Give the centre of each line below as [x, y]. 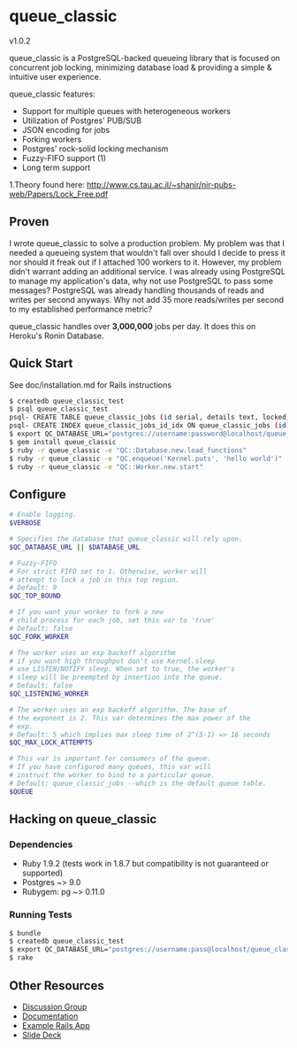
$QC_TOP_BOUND [35, 596]
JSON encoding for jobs [66, 129]
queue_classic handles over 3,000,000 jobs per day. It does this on [133, 326]
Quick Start [41, 363]
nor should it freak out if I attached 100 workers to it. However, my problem [145, 262]
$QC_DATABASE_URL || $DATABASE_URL [75, 547]
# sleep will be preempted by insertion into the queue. [116, 678]
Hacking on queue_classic [83, 819]
